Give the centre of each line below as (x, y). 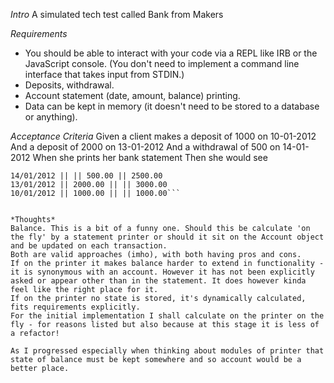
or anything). (51, 117)
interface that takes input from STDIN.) (104, 74)
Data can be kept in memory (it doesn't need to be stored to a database (172, 106)
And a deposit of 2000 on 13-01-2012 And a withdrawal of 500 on (145, 147)
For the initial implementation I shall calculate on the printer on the (167, 316)
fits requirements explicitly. (75, 307)
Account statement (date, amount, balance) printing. (132, 95)
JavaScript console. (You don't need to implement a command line (162, 63)
